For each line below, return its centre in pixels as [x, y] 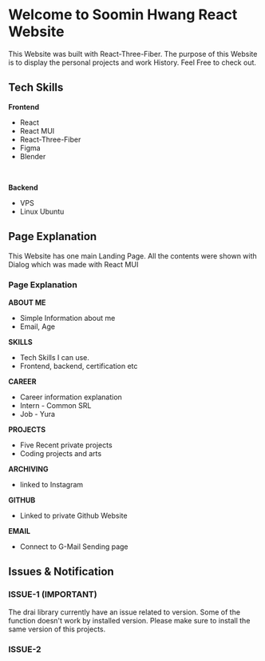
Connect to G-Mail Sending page [74, 547]
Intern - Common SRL [55, 405]
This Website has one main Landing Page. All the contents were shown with [132, 256]
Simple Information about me [67, 318]
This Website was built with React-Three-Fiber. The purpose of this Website [133, 54]
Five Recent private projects [66, 445]
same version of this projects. [57, 629]
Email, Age [38, 326]
